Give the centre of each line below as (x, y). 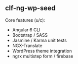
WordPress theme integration (42, 51)
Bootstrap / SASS (30, 35)
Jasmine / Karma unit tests (39, 40)
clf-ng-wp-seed (30, 8)
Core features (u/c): (25, 20)
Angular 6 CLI (26, 30)
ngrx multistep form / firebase (43, 56)
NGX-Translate (27, 45)
